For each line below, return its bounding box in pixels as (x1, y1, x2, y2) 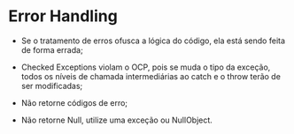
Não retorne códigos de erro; (20, 97, 128, 108)
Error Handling (8, 6, 119, 26)
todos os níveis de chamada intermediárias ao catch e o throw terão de (20, 71, 281, 81)
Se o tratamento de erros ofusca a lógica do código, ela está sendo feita (20, 35, 285, 46)
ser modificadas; (20, 80, 83, 91)
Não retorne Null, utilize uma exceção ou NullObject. (20, 115, 213, 125)
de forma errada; (20, 44, 83, 55)
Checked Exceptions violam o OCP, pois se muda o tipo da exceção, (20, 62, 271, 72)
